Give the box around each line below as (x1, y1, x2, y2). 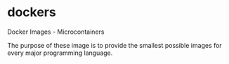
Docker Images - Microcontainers (7, 27, 105, 36)
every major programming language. (7, 49, 113, 57)
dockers (7, 4, 56, 20)
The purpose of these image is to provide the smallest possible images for (7, 41, 223, 49)
